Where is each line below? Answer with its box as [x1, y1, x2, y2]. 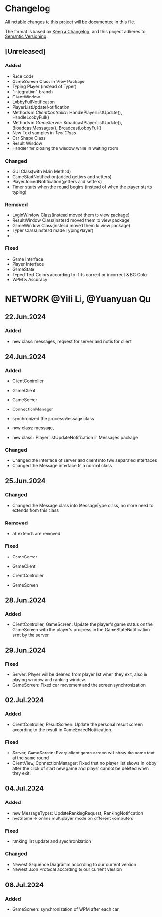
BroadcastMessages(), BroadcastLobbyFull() [12, 125, 102, 131]
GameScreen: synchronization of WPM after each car [12, 906, 119, 912]
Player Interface [12, 261, 44, 267]
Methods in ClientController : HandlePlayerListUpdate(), [12, 109, 122, 115]
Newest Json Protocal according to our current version [12, 867, 122, 872]
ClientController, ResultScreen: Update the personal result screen [12, 721, 143, 727]
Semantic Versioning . [5, 33, 48, 39]
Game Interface [12, 256, 44, 262]
